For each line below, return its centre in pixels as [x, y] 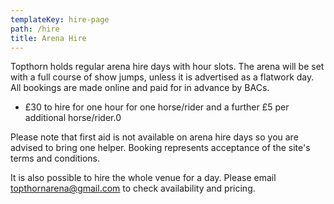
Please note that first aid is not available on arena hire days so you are [154, 137]
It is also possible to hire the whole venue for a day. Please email [143, 178]
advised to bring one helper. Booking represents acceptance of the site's [160, 148]
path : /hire [35, 29]
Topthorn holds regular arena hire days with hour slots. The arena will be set [167, 67]
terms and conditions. [55, 158]
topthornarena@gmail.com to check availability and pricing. [133, 188]
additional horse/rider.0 [73, 118]
